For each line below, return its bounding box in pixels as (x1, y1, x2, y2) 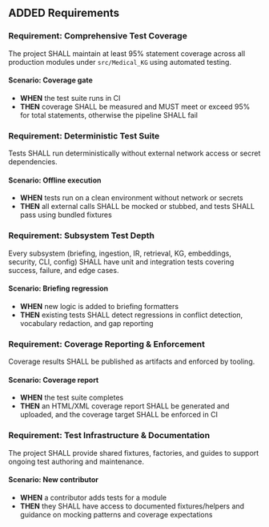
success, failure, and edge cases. (8, 265, 119, 275)
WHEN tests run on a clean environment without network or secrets (19, 193, 244, 203)
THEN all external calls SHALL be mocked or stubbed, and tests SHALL (19, 202, 255, 211)
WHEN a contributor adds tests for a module (19, 493, 167, 502)
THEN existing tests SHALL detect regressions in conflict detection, (19, 310, 243, 320)
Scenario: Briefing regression (8, 284, 109, 293)
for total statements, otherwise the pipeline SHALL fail (19, 110, 199, 119)
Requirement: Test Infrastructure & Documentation (8, 430, 211, 441)
